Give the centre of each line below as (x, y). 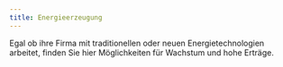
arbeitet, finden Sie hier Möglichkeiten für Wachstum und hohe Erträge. (142, 52)
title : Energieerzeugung (56, 17)
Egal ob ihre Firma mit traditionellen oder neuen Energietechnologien (137, 43)
